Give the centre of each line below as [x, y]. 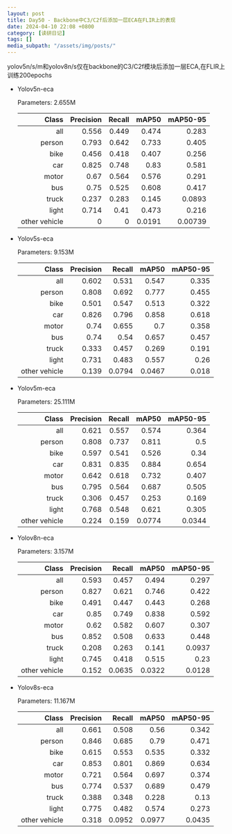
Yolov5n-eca [35, 89]
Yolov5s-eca [35, 239]
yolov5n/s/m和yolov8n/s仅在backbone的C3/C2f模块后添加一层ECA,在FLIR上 [116, 66]
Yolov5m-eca [36, 388]
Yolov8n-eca [35, 538]
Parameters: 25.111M [46, 402]
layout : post [26, 14]
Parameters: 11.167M [46, 701]
